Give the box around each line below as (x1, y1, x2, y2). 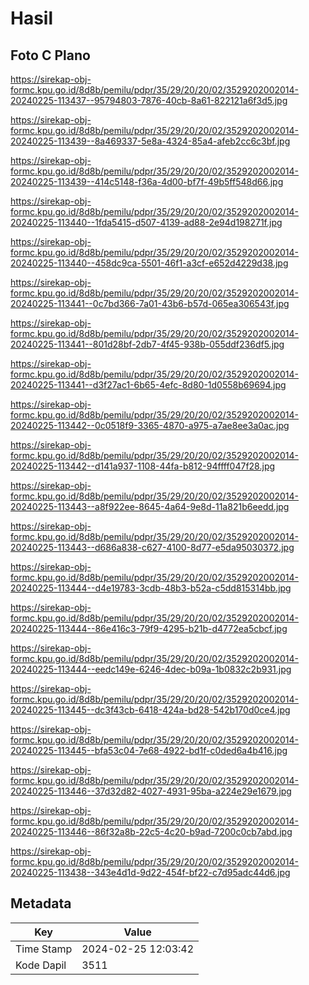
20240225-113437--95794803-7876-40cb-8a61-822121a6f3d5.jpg (10, 95, 288, 106)
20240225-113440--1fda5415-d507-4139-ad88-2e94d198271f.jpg (10, 217, 283, 228)
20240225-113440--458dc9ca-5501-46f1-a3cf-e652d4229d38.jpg (10, 257, 289, 269)
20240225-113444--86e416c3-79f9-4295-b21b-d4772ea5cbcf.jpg (10, 623, 288, 634)
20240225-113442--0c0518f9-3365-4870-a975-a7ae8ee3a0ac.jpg (10, 420, 290, 431)
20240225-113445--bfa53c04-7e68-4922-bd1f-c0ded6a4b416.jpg (10, 745, 288, 756)
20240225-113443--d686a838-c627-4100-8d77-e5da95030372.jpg (10, 542, 295, 553)
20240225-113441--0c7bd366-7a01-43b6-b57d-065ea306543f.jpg (10, 298, 290, 309)
